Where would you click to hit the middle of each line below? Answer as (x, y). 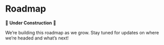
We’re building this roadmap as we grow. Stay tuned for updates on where (82, 32)
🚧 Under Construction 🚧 (31, 23)
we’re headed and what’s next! (37, 38)
